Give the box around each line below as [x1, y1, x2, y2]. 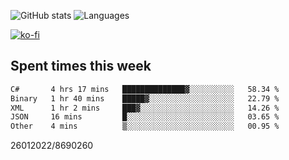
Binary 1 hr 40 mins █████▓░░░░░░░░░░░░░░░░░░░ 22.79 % [10, 93, 280, 104]
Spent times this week [10, 58, 152, 75]
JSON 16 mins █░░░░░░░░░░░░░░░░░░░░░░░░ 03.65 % [10, 112, 280, 122]
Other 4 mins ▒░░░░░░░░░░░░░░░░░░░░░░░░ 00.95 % [10, 121, 280, 132]
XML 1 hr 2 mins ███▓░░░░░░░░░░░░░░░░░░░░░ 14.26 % [10, 103, 280, 113]
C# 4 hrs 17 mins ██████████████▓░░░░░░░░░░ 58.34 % [10, 84, 280, 94]
